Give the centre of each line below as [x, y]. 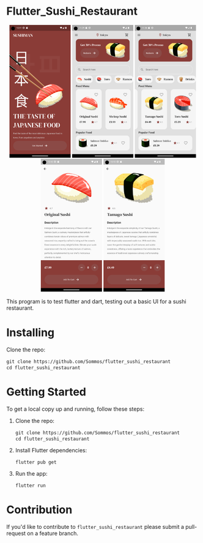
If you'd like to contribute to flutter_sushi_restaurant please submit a [95, 526]
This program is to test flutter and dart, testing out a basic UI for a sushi [96, 302]
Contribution [39, 510]
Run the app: [31, 474]
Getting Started [46, 392]
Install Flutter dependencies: [51, 451]
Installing [31, 333]
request [16, 533]
